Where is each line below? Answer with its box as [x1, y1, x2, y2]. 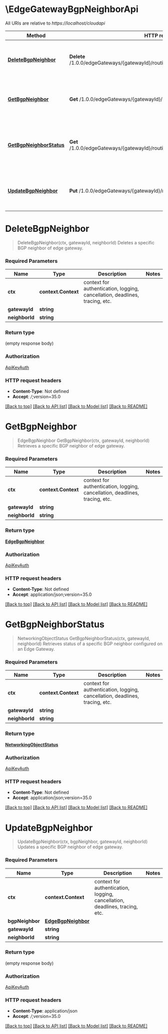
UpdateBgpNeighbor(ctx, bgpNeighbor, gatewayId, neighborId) [17, 839, 148, 845]
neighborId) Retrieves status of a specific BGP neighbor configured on [17, 641, 162, 647]
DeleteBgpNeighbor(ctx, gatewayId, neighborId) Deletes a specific [17, 239, 155, 245]
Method [26, 32, 46, 39]
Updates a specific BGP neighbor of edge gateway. [17, 844, 123, 850]
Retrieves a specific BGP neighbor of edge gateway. [17, 443, 125, 449]
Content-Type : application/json [12, 1008, 77, 1014]
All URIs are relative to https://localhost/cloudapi [5, 20, 105, 26]
